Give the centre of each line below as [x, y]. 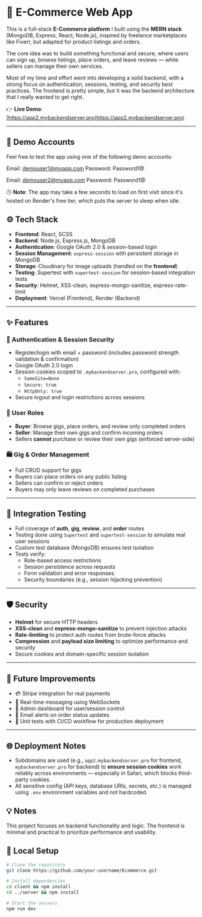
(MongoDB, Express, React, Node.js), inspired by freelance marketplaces [97, 35]
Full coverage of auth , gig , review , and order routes [79, 528]
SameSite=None [41, 379]
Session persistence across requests [70, 566]
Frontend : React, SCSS [44, 234]
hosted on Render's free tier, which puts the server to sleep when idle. [93, 200]
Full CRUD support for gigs [48, 470]
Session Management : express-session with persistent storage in [96, 253]
